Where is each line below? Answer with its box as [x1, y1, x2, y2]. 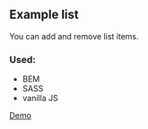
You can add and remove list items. [9, 30, 139, 41]
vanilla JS [22, 93, 58, 104]
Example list [9, 7, 79, 22]
